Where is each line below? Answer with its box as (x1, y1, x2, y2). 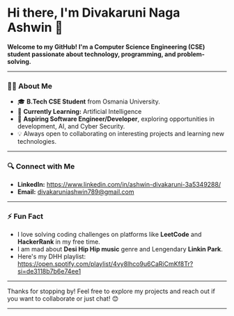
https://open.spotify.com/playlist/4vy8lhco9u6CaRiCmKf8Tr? (17, 259, 194, 268)
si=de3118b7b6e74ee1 (17, 267, 81, 275)
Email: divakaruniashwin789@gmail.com (17, 188, 134, 196)
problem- (177, 50, 205, 58)
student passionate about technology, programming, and (7, 50, 176, 58)
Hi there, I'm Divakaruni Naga (7, 5, 180, 21)
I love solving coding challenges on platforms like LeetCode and (17, 230, 202, 238)
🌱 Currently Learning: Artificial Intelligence (17, 108, 142, 116)
